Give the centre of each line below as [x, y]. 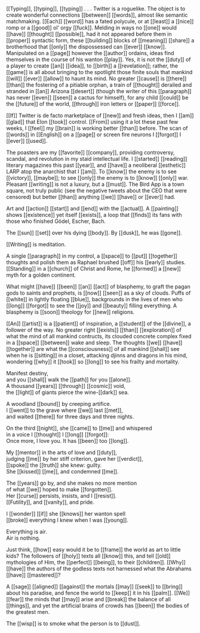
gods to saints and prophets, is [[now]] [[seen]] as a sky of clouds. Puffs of [99, 293]
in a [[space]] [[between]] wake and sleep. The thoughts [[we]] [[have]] [94, 343]
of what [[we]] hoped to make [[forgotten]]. [59, 489]
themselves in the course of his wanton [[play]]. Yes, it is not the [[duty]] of [99, 59]
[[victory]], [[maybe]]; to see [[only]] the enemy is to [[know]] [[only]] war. [98, 178]
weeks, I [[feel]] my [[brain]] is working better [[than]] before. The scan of [97, 128]
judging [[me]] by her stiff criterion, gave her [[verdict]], [75, 459]
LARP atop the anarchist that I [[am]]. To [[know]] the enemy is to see [92, 172]
